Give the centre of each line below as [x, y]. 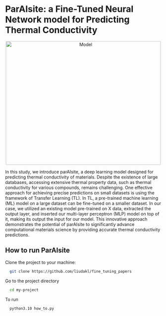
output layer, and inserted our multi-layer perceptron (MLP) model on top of [82, 214]
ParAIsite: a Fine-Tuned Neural [69, 9]
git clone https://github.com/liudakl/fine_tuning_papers [71, 271]
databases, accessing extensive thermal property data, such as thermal [78, 182]
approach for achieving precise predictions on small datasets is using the [80, 193]
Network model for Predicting [67, 20]
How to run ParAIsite [38, 250]
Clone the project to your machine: [40, 262]
